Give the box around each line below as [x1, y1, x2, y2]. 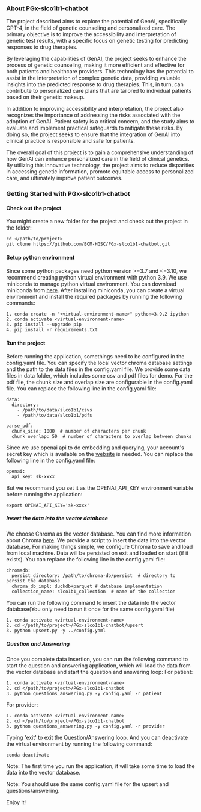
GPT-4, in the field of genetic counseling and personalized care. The [6, 24, 176, 31]
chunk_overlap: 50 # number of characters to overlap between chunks [11, 433, 192, 439]
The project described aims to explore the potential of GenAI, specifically [6, 18, 187, 25]
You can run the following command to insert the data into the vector [6, 599, 176, 606]
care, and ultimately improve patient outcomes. [6, 175, 123, 182]
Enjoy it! [6, 798, 26, 805]
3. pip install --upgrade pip [6, 321, 82, 328]
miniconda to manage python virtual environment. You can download [6, 280, 177, 287]
